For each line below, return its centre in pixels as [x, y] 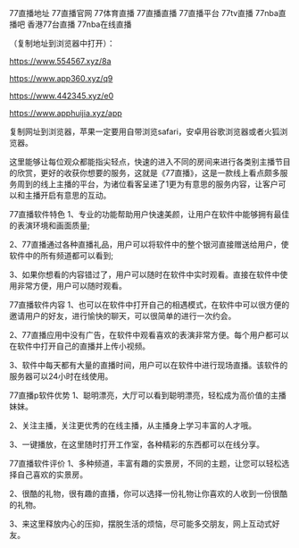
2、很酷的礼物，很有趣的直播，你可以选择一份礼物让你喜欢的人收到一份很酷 [149, 493]
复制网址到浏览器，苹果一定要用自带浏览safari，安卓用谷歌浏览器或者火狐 [145, 131]
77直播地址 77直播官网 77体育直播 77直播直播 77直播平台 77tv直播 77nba [144, 13]
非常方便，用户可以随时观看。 [71, 286]
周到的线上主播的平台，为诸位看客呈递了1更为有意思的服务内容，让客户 [147, 184]
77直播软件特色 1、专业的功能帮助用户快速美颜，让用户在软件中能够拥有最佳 [149, 214]
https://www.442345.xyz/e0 [62, 96]
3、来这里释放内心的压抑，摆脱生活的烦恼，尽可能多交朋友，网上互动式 [141, 524]
